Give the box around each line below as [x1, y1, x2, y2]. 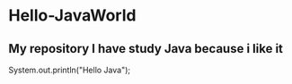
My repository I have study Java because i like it [8, 41, 284, 56]
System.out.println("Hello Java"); [8, 64, 131, 75]
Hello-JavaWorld [8, 5, 137, 26]
